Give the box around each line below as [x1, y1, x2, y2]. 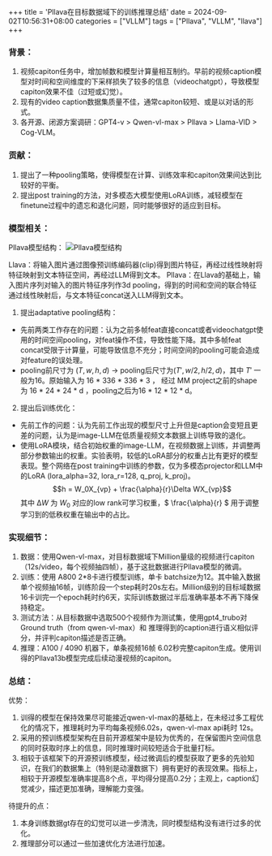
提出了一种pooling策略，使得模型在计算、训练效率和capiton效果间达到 [19, 170, 255, 179]
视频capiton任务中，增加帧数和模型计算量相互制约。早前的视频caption [19, 67, 255, 76]
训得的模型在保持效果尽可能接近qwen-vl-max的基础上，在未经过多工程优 [19, 713, 264, 723]
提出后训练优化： [19, 403, 78, 413]
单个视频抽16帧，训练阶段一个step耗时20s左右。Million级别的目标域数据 [19, 581, 261, 591]
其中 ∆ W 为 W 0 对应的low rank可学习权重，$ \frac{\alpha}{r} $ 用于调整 [19, 498, 260, 509]
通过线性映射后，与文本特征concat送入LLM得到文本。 [8, 290, 188, 300]
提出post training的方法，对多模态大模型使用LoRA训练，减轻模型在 [19, 190, 244, 200]
